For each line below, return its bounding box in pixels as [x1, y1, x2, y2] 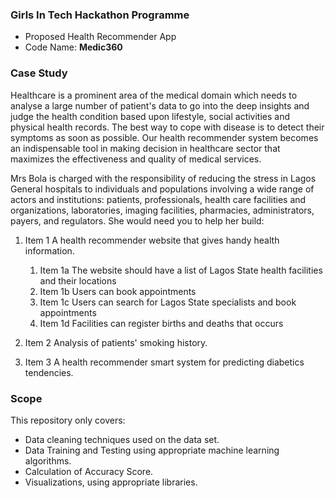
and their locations [39, 274, 117, 287]
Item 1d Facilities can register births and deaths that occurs [39, 317, 284, 329]
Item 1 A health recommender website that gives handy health [24, 234, 280, 246]
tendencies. [24, 366, 74, 378]
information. [24, 244, 75, 257]
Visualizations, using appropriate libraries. [24, 476, 198, 488]
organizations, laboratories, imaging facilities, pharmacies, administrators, [10, 204, 315, 216]
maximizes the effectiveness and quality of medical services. [10, 153, 262, 165]
